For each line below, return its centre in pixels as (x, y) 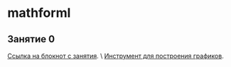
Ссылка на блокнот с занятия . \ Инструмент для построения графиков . (116, 56)
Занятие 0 (31, 39)
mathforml (39, 13)
